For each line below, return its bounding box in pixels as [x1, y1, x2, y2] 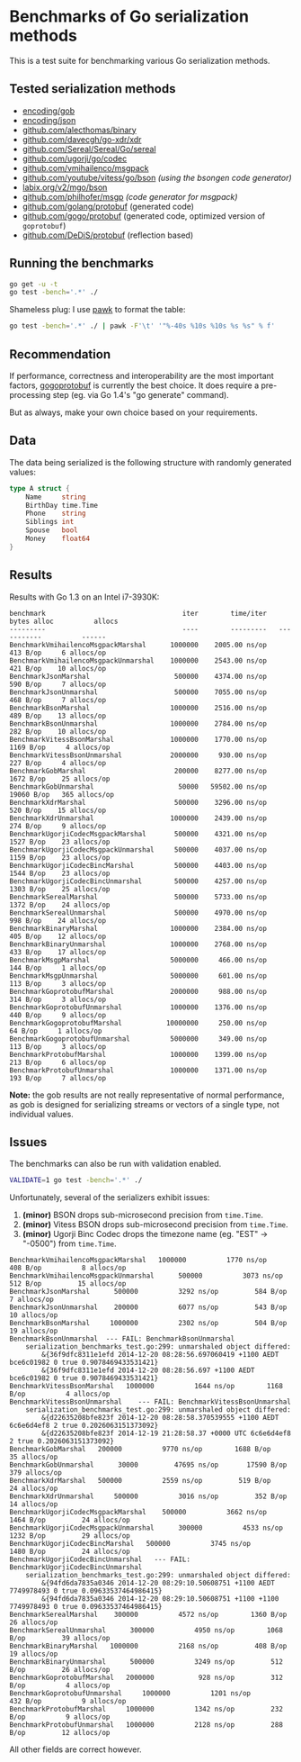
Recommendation [9, 347, 111, 362]
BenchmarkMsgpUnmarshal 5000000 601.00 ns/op [9, 971, 268, 980]
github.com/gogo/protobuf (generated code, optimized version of [22, 210, 266, 221]
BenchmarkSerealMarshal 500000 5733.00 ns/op [9, 892, 268, 901]
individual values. [9, 1108, 74, 1119]
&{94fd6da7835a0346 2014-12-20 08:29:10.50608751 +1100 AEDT [41, 1578, 276, 1588]
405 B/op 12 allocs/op [9, 932, 106, 941]
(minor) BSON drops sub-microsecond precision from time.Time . [22, 1209, 263, 1221]
